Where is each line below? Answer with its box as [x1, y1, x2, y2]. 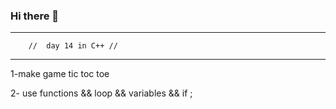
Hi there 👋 [10, 9, 60, 23]
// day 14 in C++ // [28, 41, 118, 51]
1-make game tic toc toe [10, 68, 110, 80]
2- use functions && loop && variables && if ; [10, 87, 193, 99]
